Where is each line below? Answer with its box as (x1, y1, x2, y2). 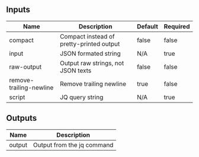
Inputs (6, 5, 31, 15)
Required (163, 22, 190, 30)
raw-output (9, 62, 42, 71)
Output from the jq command (33, 140, 114, 149)
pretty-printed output (60, 40, 120, 48)
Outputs (6, 113, 37, 123)
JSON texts (60, 66, 92, 75)
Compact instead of (60, 32, 115, 40)
